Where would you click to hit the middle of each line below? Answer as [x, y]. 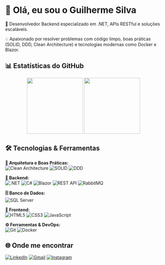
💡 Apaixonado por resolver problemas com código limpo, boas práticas [78, 39]
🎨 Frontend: [17, 210]
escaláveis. [17, 29]
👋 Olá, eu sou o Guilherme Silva [71, 10]
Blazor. [12, 50]
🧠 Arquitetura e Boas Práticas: [37, 163]
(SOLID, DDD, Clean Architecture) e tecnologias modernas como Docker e [81, 44]
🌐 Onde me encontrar [39, 245]
